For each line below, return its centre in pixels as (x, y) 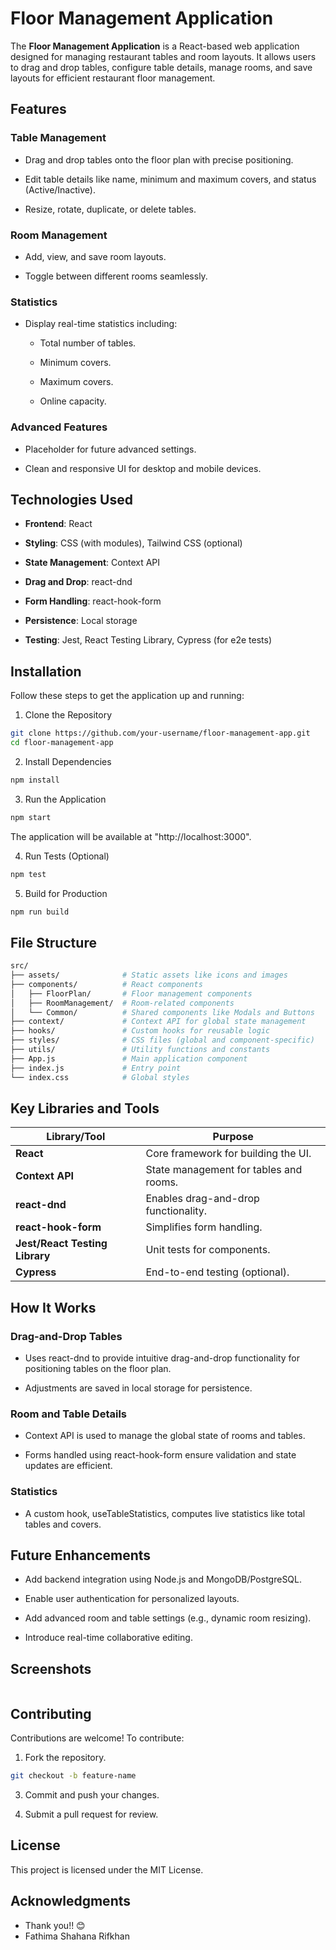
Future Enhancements (81, 1555)
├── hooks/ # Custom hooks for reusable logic (140, 1031)
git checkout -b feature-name (73, 1776)
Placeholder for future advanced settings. (110, 449)
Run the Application (65, 799)
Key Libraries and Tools (85, 1108)
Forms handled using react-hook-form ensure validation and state (160, 1455)
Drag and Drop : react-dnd (78, 582)
